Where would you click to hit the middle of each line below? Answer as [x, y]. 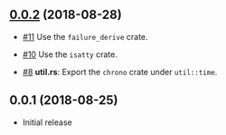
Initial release [47, 122]
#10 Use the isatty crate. [70, 54]
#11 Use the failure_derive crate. [85, 36]
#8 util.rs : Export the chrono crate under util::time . [120, 72]
